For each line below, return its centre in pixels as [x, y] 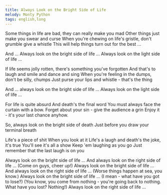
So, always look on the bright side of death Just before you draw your [77, 125]
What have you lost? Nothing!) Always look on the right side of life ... [75, 187]
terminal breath [21, 130]
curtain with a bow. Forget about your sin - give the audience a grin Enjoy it [82, 110]
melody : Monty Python [28, 15]
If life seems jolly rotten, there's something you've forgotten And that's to [80, 69]
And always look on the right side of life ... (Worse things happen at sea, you [84, 171]
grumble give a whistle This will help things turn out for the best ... [73, 44]
